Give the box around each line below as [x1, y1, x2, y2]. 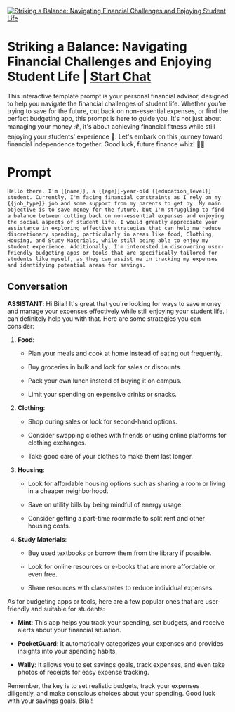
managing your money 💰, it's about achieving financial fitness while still [7, 122, 215, 130]
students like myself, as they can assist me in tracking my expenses [7, 255, 218, 262]
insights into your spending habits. [17, 647, 117, 655]
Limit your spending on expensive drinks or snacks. [27, 390, 177, 398]
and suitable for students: [31, 604, 105, 613]
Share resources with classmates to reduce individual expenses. [27, 583, 214, 592]
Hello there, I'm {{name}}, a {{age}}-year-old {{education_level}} [7, 187, 212, 195]
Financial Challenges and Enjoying [7, 53, 213, 70]
